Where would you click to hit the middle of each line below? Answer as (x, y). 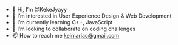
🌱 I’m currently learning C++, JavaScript (62, 22)
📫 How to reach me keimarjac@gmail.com (66, 36)
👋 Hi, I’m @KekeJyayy (39, 9)
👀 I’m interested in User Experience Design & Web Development (92, 16)
